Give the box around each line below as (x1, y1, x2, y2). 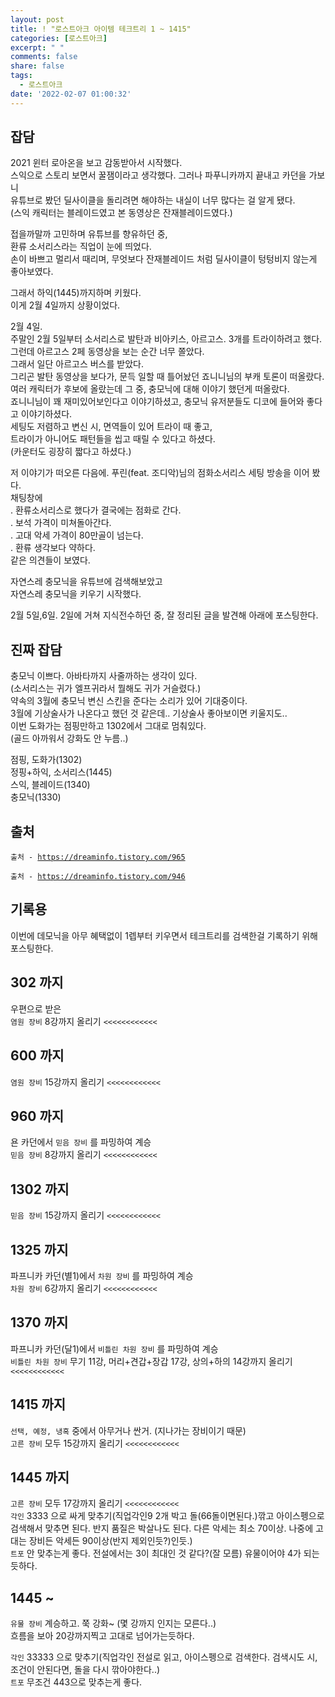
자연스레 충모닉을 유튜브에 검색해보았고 (10, 576, 163, 588)
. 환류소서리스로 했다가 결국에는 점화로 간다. (10, 504, 182, 516)
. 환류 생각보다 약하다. (10, 542, 96, 554)
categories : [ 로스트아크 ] (10, 33, 108, 43)
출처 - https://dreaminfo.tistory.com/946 (10, 872, 186, 882)
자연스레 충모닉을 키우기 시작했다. (10, 588, 142, 600)
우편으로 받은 (10, 1002, 62, 1015)
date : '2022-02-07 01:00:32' (10, 89, 132, 99)
